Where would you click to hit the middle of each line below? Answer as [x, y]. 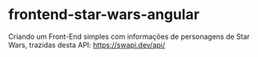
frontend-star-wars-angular [104, 15]
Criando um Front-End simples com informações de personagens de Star [129, 36]
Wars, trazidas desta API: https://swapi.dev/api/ [87, 44]
